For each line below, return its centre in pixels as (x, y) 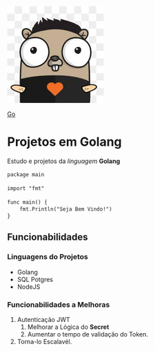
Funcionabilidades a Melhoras (59, 305)
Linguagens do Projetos (48, 257)
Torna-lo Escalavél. (44, 341)
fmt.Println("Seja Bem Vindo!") (66, 209)
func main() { (28, 202)
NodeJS (29, 287)
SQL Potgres (35, 279)
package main (26, 174)
